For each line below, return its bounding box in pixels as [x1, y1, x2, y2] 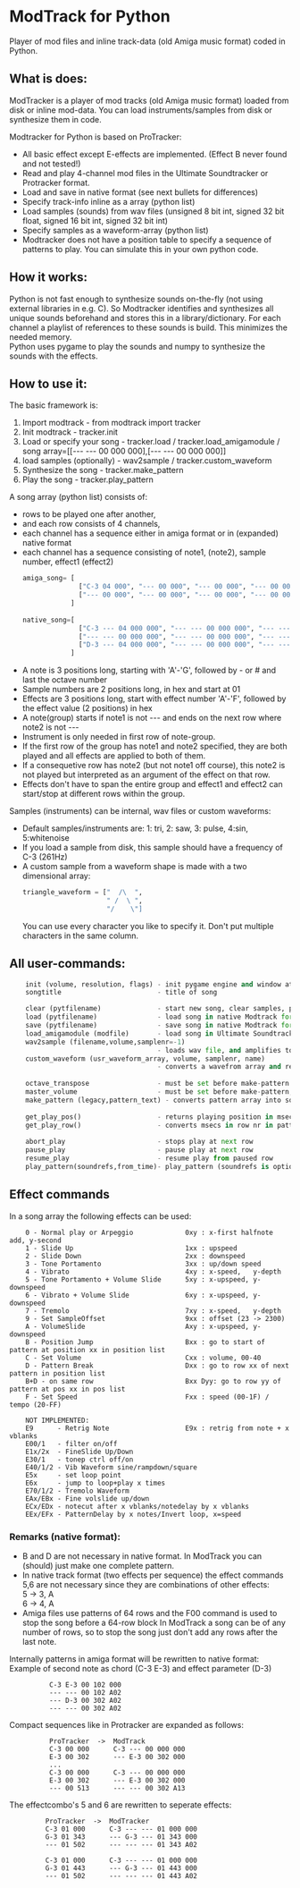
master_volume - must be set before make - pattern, [25, 1088, 294, 1096]
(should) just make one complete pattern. [21, 1560, 175, 1571]
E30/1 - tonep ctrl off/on [25, 1455, 134, 1464]
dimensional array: [21, 870, 91, 882]
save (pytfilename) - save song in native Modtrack [25, 1021, 278, 1030]
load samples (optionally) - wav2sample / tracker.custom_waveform [21, 455, 272, 466]
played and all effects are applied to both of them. [21, 750, 206, 761]
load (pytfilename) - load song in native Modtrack [25, 1012, 278, 1021]
